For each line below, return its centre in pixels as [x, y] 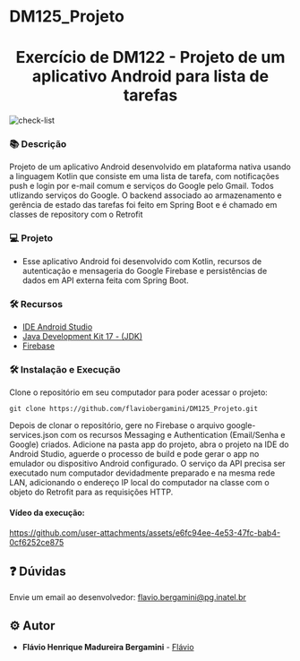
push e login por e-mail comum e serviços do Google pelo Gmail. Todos [142, 186]
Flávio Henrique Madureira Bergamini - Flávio [108, 648]
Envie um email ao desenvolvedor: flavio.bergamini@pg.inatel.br [128, 597]
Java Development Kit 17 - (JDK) [82, 337]
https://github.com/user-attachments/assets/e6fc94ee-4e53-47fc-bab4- [145, 532]
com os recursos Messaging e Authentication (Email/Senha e [173, 435]
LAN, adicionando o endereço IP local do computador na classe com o [140, 483]
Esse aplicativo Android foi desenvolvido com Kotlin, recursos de [142, 261]
